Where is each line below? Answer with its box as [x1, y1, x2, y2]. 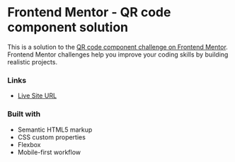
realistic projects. [7, 57, 58, 66]
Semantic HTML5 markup [17, 125, 93, 134]
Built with [7, 109, 41, 119]
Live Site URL [17, 91, 57, 100]
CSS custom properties [17, 132, 86, 141]
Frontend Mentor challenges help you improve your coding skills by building [7, 50, 229, 59]
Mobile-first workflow [17, 148, 81, 156]
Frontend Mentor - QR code [7, 4, 171, 21]
